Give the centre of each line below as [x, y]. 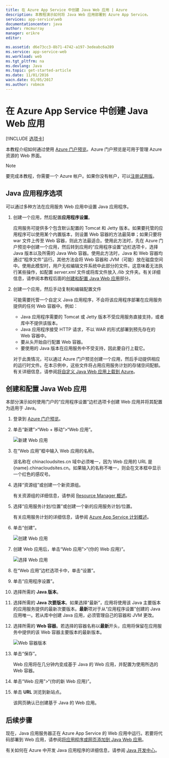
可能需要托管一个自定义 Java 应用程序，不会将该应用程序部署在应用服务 [88, 300]
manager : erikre [23, 33]
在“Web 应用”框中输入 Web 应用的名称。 [55, 451]
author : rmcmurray [25, 29]
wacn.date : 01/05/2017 [29, 80]
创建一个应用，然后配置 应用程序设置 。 [53, 217]
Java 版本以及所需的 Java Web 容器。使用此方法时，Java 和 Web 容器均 [88, 253]
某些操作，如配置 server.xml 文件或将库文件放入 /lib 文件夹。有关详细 [89, 272]
